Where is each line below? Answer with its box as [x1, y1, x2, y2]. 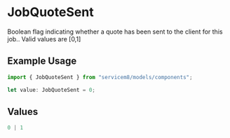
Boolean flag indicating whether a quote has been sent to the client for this [7, 27, 223, 36]
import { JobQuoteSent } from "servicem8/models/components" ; [7, 74, 193, 81]
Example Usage [7, 55, 77, 67]
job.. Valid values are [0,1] [7, 34, 81, 43]
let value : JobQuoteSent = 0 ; [7, 86, 96, 93]
